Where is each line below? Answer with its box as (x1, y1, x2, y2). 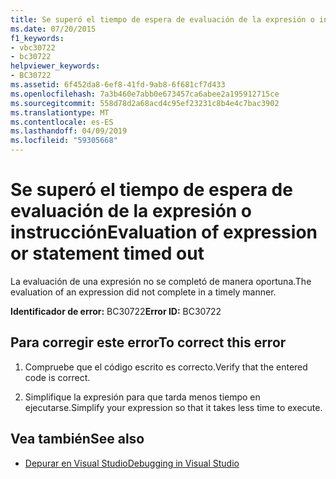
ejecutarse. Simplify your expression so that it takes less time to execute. (24, 401, 323, 413)
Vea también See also (10, 431, 145, 448)
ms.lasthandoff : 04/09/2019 (10, 126, 128, 136)
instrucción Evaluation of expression (10, 221, 318, 244)
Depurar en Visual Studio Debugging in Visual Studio (24, 457, 240, 469)
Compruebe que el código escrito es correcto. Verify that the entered (24, 361, 308, 373)
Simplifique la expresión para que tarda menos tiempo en (24, 391, 261, 403)
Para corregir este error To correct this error (10, 334, 287, 351)
